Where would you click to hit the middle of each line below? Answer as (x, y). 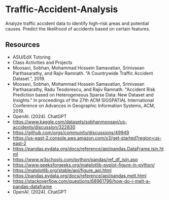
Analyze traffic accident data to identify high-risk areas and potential (77, 23)
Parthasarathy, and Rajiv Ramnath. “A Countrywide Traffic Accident (83, 73)
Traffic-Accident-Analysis (62, 9)
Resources (23, 45)
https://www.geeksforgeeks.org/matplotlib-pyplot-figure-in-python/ (83, 165)
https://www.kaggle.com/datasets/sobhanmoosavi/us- (70, 122)
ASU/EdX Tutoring (31, 57)
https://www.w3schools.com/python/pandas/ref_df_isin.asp (75, 159)
